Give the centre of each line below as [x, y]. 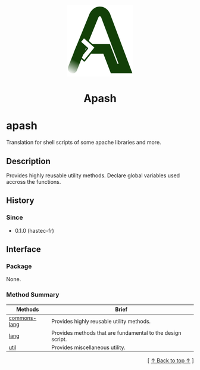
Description [28, 161]
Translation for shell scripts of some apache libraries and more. [84, 143]
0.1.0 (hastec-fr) [35, 230]
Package [19, 266]
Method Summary [33, 295]
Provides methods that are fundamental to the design [116, 332]
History [20, 201]
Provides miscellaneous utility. [89, 347]
